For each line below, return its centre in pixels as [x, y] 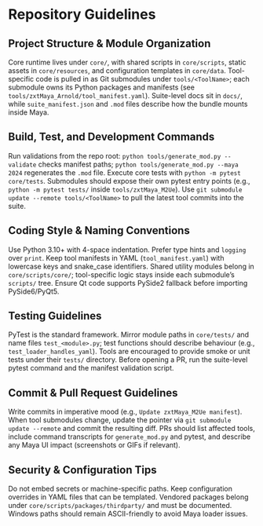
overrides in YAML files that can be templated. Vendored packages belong [128, 497]
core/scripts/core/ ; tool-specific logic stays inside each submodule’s [122, 274]
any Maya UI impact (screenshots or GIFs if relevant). [94, 445]
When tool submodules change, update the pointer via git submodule [120, 420]
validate [22, 165]
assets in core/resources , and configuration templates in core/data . [117, 71]
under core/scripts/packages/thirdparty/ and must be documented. [120, 506]
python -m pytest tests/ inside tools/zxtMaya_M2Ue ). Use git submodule [125, 189]
